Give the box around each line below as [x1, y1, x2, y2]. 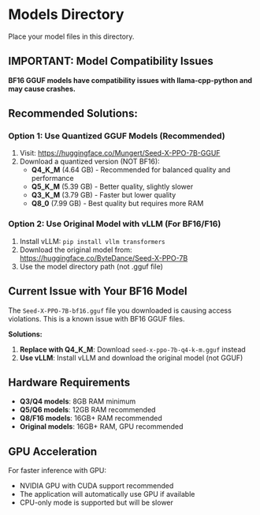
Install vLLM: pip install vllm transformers [19, 236, 165, 246]
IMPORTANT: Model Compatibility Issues [8, 55, 214, 68]
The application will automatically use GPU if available [19, 490, 195, 499]
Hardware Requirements [8, 375, 131, 389]
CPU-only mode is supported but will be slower [19, 498, 173, 507]
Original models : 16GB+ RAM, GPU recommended [19, 422, 184, 431]
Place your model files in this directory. [8, 32, 135, 41]
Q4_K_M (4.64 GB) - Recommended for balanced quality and [31, 165, 231, 175]
